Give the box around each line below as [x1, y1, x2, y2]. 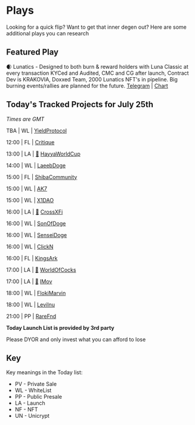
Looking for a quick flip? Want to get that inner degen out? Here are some [6, 23, 187, 31]
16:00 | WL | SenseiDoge [6, 231, 67, 238]
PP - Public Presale [14, 393, 63, 400]
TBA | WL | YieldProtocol [6, 127, 67, 134]
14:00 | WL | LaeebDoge [6, 162, 66, 169]
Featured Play [6, 47, 58, 57]
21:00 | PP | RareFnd [6, 312, 57, 320]
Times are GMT [6, 115, 45, 123]
